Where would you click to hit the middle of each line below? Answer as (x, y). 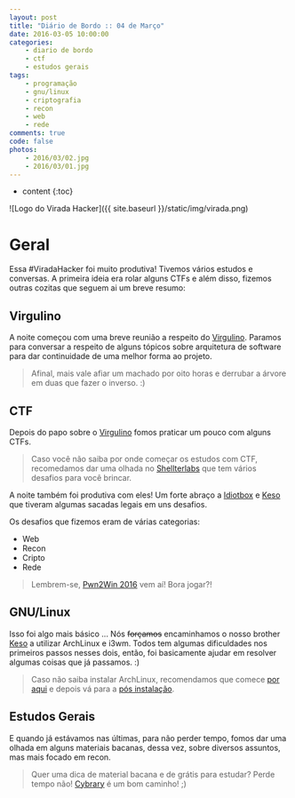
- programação (51, 84)
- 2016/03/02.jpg (57, 158)
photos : (24, 149)
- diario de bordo (59, 51)
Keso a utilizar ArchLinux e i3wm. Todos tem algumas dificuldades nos (139, 643)
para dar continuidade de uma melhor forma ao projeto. (111, 356)
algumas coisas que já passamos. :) (75, 662)
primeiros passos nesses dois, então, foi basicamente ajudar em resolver (143, 652)
